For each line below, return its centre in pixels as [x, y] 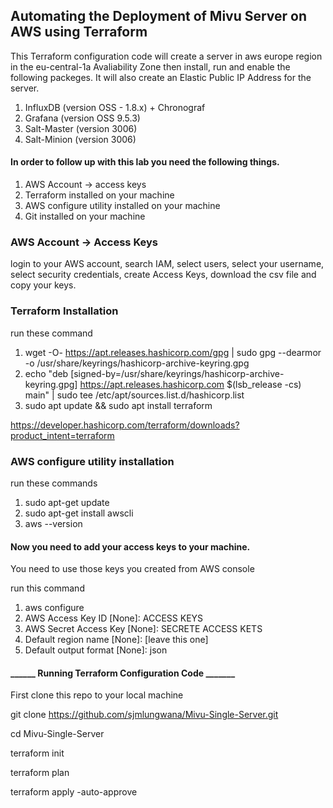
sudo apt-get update [67, 502]
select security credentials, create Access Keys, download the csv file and [163, 275]
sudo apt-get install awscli [79, 513]
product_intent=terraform [62, 435]
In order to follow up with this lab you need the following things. [145, 162]
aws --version [53, 523]
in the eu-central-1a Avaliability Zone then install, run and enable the [150, 66]
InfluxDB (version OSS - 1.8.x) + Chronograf [115, 107]
